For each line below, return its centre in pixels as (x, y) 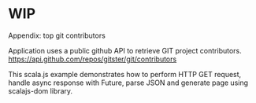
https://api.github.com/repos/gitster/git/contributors (93, 59)
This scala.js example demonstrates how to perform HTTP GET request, (125, 74)
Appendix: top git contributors (57, 35)
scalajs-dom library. (41, 90)
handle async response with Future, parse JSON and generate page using (128, 83)
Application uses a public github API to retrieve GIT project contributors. (125, 50)
